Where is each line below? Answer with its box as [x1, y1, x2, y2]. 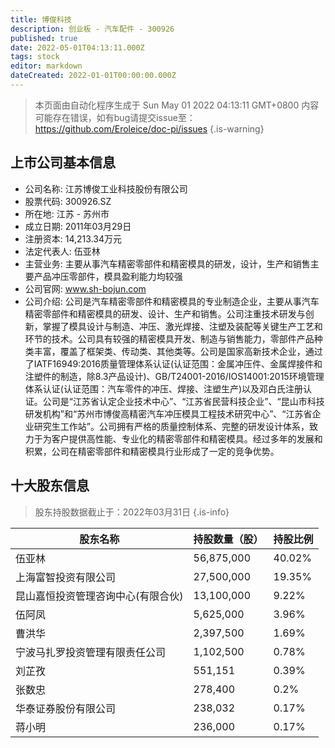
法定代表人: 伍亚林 [24, 245, 101, 257]
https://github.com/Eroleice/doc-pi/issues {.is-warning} [34, 122, 265, 135]
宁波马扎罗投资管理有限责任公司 [15, 645, 167, 659]
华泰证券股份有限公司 [15, 701, 117, 715]
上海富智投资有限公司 [15, 570, 117, 584]
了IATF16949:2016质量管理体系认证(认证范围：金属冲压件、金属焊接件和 [24, 357, 323, 370]
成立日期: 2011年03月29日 [24, 220, 132, 232]
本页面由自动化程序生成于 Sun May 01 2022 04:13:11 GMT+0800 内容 [34, 99, 320, 111]
